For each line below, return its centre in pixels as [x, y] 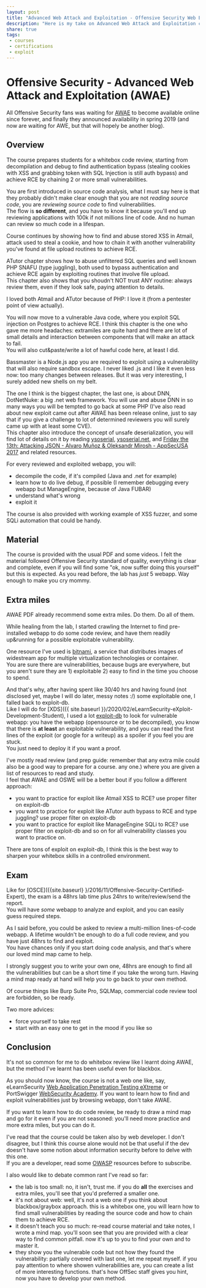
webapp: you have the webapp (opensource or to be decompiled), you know [103, 722]
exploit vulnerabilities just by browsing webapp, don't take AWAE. [89, 1100]
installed [17, 633]
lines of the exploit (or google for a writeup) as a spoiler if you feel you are [100, 736]
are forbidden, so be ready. [41, 997]
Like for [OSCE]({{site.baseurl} [45, 890]
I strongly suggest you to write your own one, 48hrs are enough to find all [99, 966]
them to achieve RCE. [42, 1219]
